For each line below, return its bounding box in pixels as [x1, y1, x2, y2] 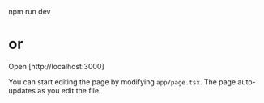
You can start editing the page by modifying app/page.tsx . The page [8, 76, 236, 87]
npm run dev [8, 7, 51, 16]
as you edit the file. [37, 85, 101, 95]
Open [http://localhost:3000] [8, 61, 104, 71]
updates [8, 85, 36, 95]
